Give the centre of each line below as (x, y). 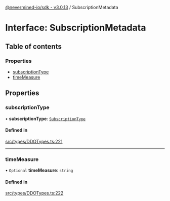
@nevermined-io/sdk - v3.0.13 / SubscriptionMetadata (62, 7)
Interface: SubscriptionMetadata (76, 28)
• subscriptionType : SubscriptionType (46, 118)
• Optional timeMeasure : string (39, 170)
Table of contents (33, 46)
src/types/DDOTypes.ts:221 (34, 141)
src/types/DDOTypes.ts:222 (34, 193)
